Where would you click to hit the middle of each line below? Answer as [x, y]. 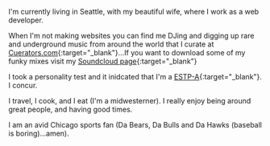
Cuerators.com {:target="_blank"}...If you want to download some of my [127, 53]
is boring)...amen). [39, 133]
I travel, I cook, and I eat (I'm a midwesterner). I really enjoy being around [130, 101]
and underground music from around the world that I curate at [111, 44]
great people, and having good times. [71, 109]
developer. [26, 20]
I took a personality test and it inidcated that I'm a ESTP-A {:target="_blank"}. [135, 77]
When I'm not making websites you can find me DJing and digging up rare [131, 36]
